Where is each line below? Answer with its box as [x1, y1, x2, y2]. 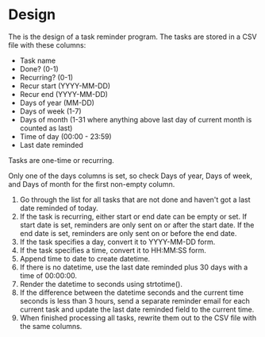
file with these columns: [8, 40, 86, 49]
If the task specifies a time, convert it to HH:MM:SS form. [19, 245, 206, 255]
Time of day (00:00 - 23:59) [19, 131, 113, 141]
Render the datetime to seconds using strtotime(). [19, 279, 182, 289]
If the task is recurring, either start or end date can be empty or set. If [19, 211, 248, 221]
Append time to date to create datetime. [19, 254, 151, 263]
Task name [19, 56, 56, 65]
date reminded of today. [19, 203, 99, 212]
